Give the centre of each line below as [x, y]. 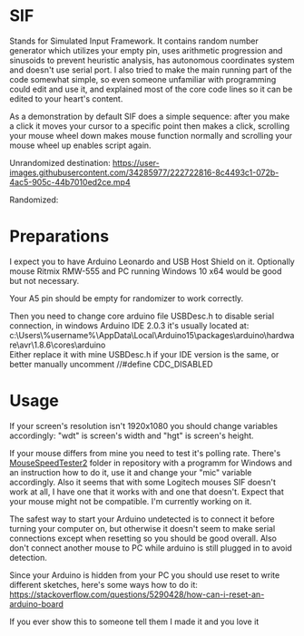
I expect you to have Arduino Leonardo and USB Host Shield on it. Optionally [152, 261]
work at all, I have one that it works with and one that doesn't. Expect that [147, 492]
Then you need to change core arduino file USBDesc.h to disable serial [142, 316]
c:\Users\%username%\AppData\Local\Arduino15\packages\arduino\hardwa [152, 335]
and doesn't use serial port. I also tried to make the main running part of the [151, 70]
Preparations [59, 236]
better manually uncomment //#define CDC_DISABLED [111, 364]
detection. [29, 557]
